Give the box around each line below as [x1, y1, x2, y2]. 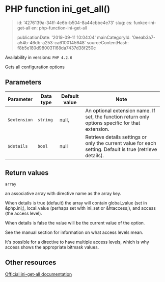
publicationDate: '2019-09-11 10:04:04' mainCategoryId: [17, 34, 131, 40]
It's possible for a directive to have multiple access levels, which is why [5, 239, 149, 245]
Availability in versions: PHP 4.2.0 [5, 54, 73, 60]
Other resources [5, 258, 56, 266]
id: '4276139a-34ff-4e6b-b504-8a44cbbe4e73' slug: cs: [17, 20, 133, 26]
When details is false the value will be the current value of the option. [5, 220, 145, 226]
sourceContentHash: [86, 39, 129, 45]
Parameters [5, 78, 42, 86]
